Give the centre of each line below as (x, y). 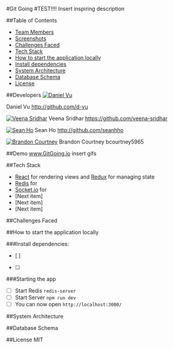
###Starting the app (31, 279)
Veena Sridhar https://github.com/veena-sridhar (108, 118)
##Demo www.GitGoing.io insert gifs (52, 153)
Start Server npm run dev (45, 297)
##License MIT (25, 340)
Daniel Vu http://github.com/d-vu (47, 107)
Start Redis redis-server (45, 291)
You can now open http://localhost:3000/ (68, 305)
